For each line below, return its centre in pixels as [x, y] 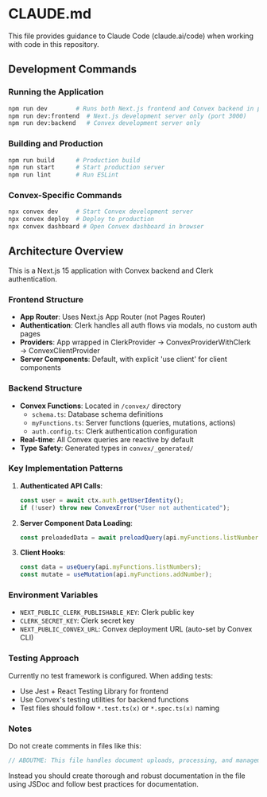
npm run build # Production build [74, 160]
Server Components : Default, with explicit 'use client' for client [124, 360]
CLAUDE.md [50, 14]
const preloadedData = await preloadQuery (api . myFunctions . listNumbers [141, 538]
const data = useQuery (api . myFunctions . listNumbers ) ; [110, 567]
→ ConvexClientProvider [60, 351]
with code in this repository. [54, 44]
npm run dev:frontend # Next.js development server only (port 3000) [128, 116]
